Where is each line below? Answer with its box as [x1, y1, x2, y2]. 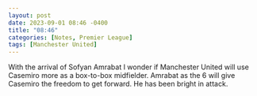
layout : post [8, 11, 52, 20]
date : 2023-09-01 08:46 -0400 [8, 19, 109, 27]
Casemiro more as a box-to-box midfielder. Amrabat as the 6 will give [8, 71, 236, 80]
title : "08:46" [8, 26, 59, 34]
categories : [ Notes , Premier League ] [8, 33, 133, 42]
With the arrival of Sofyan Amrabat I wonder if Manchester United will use [8, 62, 250, 72]
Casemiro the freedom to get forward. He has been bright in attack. [8, 79, 228, 89]
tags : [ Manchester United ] [8, 41, 98, 49]
